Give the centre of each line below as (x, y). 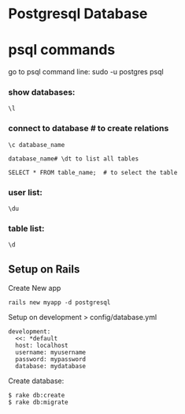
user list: (26, 192)
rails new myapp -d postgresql (59, 303)
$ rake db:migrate (38, 403)
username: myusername (51, 352)
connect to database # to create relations (89, 129)
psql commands (62, 50)
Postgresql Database (78, 14)
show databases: (42, 92)
